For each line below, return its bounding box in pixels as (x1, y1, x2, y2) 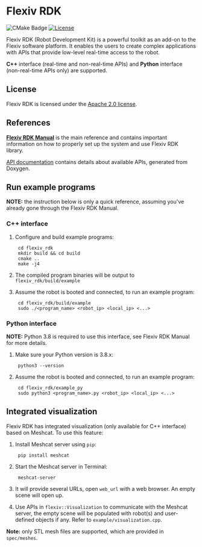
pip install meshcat (17, 452, 69, 458)
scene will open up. (14, 492, 64, 499)
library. (6, 147, 24, 154)
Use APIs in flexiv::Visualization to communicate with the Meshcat (14, 503, 188, 510)
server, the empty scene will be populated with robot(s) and (14, 510, 164, 517)
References (6, 118, 51, 128)
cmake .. (17, 255, 40, 262)
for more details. (6, 339, 47, 346)
